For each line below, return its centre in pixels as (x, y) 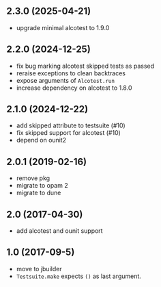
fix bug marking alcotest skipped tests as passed (85, 66)
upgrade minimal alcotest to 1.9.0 (63, 27)
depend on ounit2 (41, 140)
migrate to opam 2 (42, 186)
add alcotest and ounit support (59, 231)
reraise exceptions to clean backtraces (71, 73)
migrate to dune (39, 193)
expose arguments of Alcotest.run (65, 80)
